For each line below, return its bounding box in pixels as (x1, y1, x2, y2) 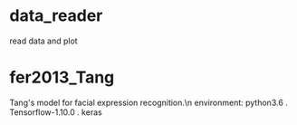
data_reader (9, 5, 103, 26)
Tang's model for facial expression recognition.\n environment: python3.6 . (9, 97, 288, 108)
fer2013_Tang (9, 67, 115, 88)
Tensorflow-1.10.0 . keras (9, 106, 102, 118)
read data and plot (9, 35, 79, 46)
